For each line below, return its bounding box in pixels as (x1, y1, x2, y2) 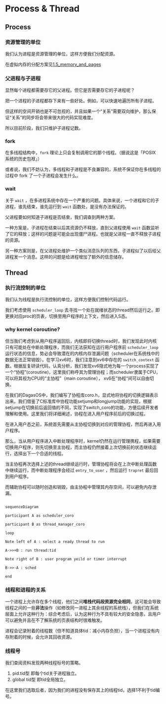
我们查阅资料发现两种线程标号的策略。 (5, 660, 83, 666)
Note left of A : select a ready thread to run (5, 539, 105, 544)
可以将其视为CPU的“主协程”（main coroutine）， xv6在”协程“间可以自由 (5, 375, 150, 381)
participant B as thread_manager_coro (5, 522, 85, 527)
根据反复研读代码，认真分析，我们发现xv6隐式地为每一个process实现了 (13, 363, 159, 369)
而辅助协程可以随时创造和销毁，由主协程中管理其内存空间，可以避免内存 (5, 484, 152, 490)
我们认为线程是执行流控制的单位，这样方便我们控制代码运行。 (5, 297, 131, 303)
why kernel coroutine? (5, 326, 60, 333)
